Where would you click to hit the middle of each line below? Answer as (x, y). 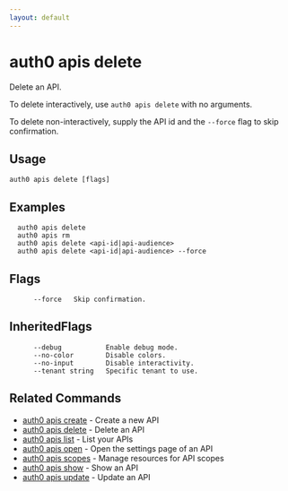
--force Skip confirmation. (89, 299)
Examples (37, 207)
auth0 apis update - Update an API (86, 477)
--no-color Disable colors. (100, 355)
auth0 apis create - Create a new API (91, 420)
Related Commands (65, 398)
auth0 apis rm (44, 236)
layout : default (39, 17)
